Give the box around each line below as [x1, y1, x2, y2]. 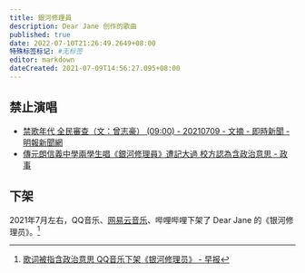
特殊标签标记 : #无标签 [9, 47, 84, 56]
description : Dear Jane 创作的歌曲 [9, 22, 138, 31]
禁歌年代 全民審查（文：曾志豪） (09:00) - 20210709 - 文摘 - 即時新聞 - [22, 125, 290, 136]
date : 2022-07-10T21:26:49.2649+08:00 [9, 38, 156, 48]
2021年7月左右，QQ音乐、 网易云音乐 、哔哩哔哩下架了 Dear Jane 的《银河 [9, 214, 286, 225]
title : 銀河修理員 [9, 13, 73, 23]
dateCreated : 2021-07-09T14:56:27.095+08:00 [9, 64, 181, 73]
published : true [9, 30, 71, 39]
